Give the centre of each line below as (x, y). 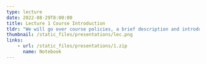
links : (15, 40)
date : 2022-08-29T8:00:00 (39, 18)
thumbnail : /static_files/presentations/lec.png (70, 35)
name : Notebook (42, 52)
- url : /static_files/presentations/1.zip (72, 46)
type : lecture (25, 12)
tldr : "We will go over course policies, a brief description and (93, 29)
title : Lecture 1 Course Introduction (56, 23)
